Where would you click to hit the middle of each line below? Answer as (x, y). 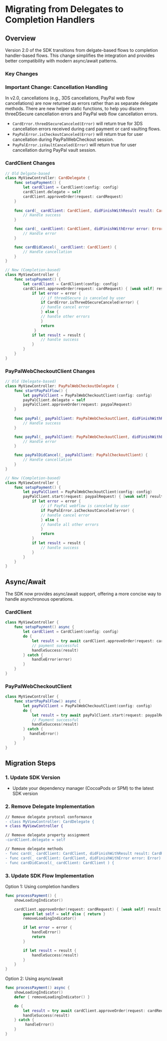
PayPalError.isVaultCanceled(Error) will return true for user (74, 145)
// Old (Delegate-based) (31, 381)
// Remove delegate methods (34, 849)
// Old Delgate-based (28, 173)
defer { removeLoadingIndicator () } (52, 997)
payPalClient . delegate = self (54, 400)
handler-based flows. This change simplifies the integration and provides (80, 55)
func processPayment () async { (38, 988)
